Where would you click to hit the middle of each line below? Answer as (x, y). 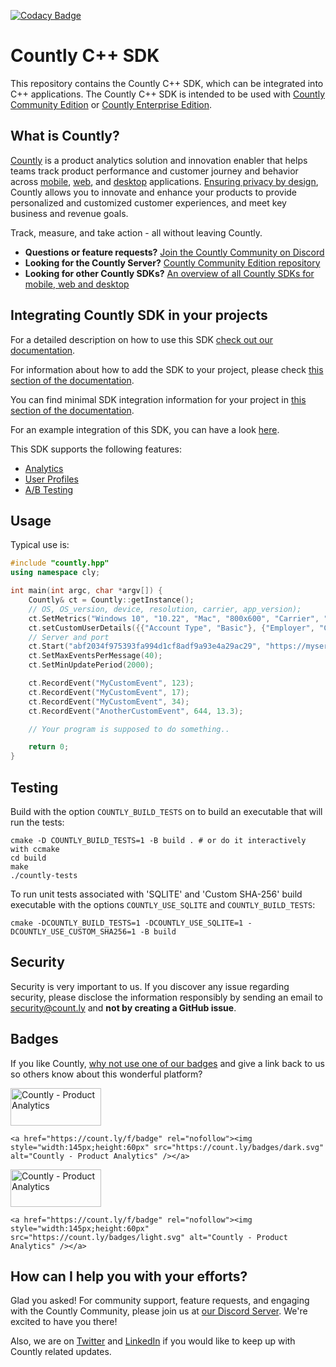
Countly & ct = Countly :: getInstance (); (111, 600)
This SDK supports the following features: (96, 449)
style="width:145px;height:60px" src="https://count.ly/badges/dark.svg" (167, 1147)
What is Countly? (65, 136)
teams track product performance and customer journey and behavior (154, 171)
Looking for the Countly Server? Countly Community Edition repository (172, 262)
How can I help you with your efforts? (129, 1276)
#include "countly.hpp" (60, 563)
